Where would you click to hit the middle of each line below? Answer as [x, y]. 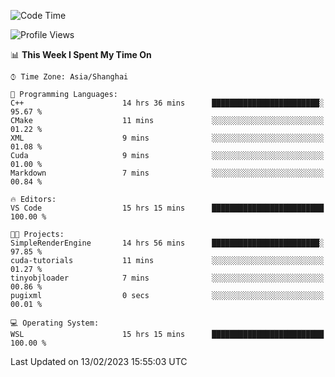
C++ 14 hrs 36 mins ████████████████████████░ [167, 103]
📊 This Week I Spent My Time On [81, 54]
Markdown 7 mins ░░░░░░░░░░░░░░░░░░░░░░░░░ [167, 173]
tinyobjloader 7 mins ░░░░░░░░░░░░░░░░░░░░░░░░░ [167, 278]
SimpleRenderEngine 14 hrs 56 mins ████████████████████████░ [167, 243]
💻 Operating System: [55, 323]
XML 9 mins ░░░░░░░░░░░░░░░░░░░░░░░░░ [167, 138]
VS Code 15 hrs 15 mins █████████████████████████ [167, 208]
